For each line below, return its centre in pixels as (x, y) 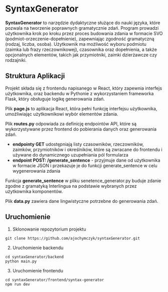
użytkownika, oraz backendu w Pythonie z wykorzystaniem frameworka (79, 93)
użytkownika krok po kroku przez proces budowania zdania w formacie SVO (84, 33)
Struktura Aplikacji (35, 76)
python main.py (21, 261)
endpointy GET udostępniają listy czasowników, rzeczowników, (78, 144)
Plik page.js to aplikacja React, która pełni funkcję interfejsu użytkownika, (81, 108)
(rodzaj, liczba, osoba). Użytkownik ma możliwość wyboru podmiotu (76, 44)
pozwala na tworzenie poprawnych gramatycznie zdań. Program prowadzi (82, 28)
